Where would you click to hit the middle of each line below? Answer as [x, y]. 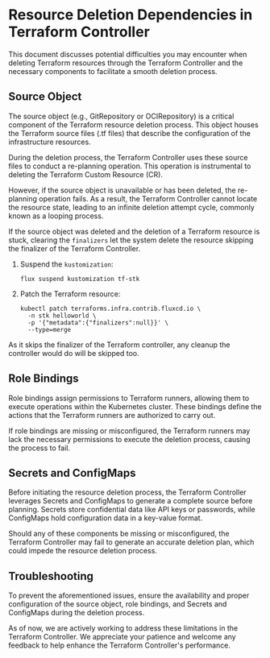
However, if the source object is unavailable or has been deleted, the [122, 190]
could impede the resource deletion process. [83, 551]
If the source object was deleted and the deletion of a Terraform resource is [134, 231]
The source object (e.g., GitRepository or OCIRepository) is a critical [121, 116]
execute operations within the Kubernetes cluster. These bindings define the [135, 406]
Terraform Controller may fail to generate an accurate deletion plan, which [131, 542]
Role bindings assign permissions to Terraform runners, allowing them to [129, 398]
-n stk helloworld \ [62, 316]
